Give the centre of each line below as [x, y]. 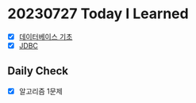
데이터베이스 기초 [46, 36]
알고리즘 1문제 [40, 91]
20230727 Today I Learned [98, 14]
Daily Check [38, 71]
